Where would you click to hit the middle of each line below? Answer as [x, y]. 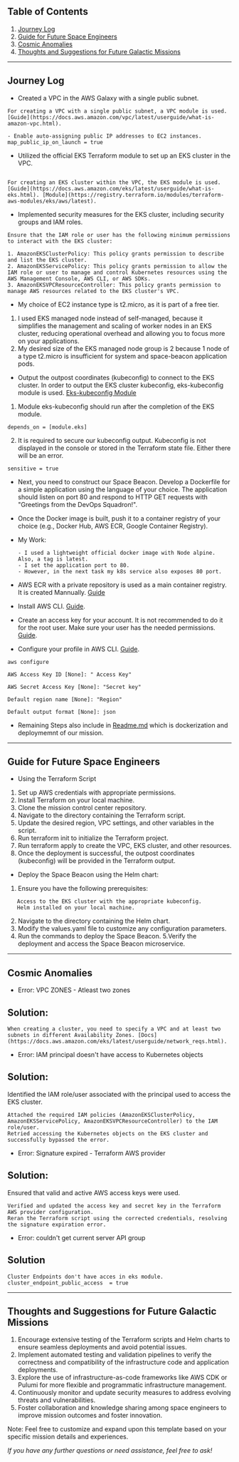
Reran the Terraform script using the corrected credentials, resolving [117, 1218]
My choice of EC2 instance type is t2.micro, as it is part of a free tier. [118, 304]
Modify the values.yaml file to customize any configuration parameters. [122, 929]
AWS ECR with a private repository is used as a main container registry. [122, 585]
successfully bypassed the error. [59, 1140]
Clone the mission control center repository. [82, 808]
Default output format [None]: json [62, 712]
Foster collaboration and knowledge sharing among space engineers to [122, 1408]
